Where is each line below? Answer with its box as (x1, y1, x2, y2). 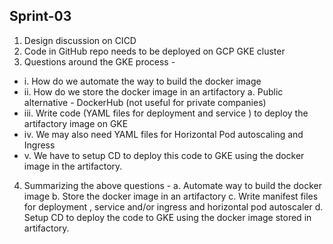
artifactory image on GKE (23, 117, 129, 129)
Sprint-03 (9, 8, 72, 25)
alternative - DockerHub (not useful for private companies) (23, 96, 267, 108)
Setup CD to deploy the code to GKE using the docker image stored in (23, 211, 312, 223)
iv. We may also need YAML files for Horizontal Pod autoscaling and (23, 128, 304, 140)
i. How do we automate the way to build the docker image (23, 75, 262, 87)
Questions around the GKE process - (23, 55, 176, 68)
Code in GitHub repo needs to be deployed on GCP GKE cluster (23, 45, 286, 57)
